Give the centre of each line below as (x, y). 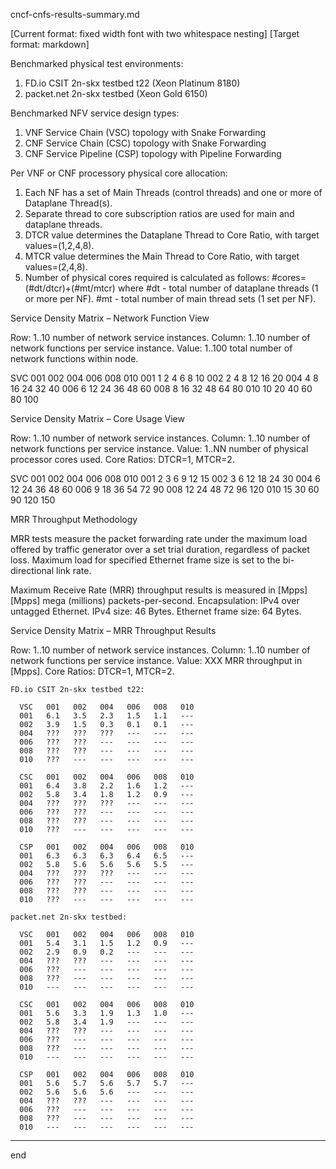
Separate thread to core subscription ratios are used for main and (159, 213)
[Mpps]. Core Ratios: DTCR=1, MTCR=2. (92, 671)
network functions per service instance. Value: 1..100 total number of (151, 348)
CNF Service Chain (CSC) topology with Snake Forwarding (145, 143)
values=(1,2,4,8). (59, 245)
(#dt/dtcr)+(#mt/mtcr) (70, 288)
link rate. (73, 570)
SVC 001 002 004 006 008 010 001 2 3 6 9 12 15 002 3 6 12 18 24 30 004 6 (165, 478)
